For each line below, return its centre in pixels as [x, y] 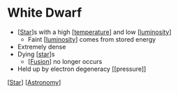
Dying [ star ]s [36, 54]
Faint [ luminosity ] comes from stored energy [92, 39]
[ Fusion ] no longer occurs [65, 61]
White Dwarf [45, 13]
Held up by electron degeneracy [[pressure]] [82, 69]
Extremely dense [42, 46]
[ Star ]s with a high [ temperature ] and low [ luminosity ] [95, 32]
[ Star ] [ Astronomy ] [34, 82]
